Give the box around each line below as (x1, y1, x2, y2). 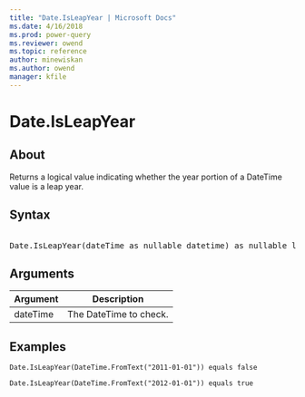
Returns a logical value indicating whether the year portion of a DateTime (9, 171, 283, 182)
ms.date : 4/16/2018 (9, 22, 84, 31)
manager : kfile (9, 73, 67, 82)
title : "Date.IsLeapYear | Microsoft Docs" (9, 13, 177, 23)
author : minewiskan (9, 55, 84, 64)
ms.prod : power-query (9, 30, 92, 39)
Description (92, 293, 144, 305)
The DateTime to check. (67, 308, 170, 321)
